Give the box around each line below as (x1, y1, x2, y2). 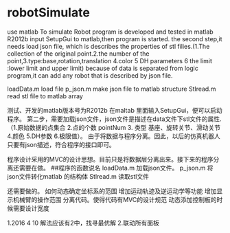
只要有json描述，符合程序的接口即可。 (7, 140, 115, 148)
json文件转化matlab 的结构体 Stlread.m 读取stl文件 (7, 172, 150, 180)
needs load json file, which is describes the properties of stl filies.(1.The (7, 42, 210, 50)
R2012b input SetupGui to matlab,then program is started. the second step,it (7, 34, 222, 43)
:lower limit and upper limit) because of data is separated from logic (7, 64, 199, 72)
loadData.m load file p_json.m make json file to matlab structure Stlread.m (7, 85, 216, 93)
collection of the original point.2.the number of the (7, 49, 150, 58)
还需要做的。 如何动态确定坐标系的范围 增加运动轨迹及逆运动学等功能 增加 (7, 187, 217, 195)
